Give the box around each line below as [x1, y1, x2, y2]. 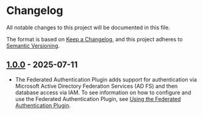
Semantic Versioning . [6, 42, 60, 49]
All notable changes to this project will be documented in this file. [6, 24, 171, 31]
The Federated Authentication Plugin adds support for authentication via [15, 75, 197, 83]
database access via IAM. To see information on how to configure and [15, 89, 191, 96]
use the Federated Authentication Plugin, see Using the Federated [15, 95, 181, 102]
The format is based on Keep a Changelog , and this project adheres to [6, 35, 183, 43]
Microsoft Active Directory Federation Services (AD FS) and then [15, 82, 178, 89]
